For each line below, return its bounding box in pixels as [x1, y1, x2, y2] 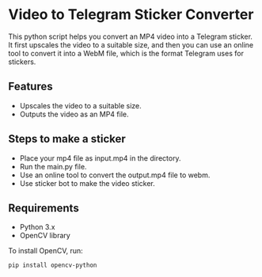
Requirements [8, 201, 79, 214]
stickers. [8, 57, 36, 66]
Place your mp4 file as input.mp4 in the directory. [19, 153, 181, 163]
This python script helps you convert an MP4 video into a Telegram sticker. [8, 32, 253, 41]
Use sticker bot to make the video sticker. [19, 178, 156, 188]
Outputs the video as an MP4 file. [19, 109, 129, 119]
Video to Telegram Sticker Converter [8, 6, 254, 24]
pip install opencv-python [8, 261, 97, 270]
